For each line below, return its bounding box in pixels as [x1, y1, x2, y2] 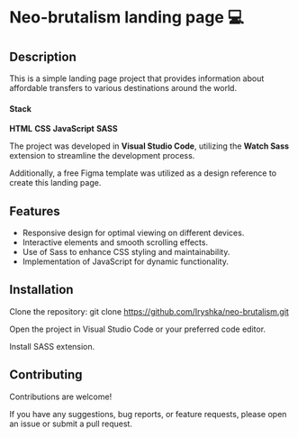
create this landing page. [9, 178, 102, 188]
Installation [9, 282, 74, 297]
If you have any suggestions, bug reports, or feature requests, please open [9, 408, 287, 419]
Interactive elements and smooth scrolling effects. [22, 237, 209, 248]
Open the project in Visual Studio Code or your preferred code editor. [9, 324, 266, 334]
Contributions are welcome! [9, 391, 113, 402]
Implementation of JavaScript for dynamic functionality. [22, 256, 230, 267]
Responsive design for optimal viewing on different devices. [22, 227, 245, 239]
